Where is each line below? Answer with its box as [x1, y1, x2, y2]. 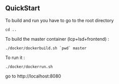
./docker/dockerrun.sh [5, 64, 53, 69]
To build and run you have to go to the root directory [5, 17, 114, 23]
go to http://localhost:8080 [5, 73, 62, 79]
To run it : [5, 54, 25, 60]
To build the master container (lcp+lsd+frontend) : [5, 36, 109, 42]
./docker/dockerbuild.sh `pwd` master [5, 45, 87, 51]
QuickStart [5, 4, 40, 13]
